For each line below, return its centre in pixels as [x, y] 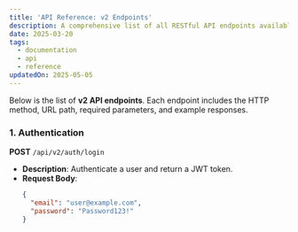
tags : [19, 42]
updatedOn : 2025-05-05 [51, 75]
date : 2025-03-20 [41, 34]
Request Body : [50, 179]
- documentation [47, 50]
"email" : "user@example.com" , [86, 203]
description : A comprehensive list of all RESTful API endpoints [132, 26]
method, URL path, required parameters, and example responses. [129, 109]
